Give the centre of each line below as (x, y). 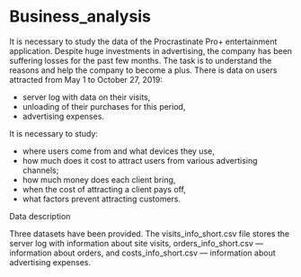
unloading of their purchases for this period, (104, 106)
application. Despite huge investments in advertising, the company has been (151, 50)
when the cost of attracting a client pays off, (104, 189)
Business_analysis (80, 17)
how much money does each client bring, (99, 179)
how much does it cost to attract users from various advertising (140, 160)
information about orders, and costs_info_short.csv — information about (142, 253)
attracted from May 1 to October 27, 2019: (86, 79)
